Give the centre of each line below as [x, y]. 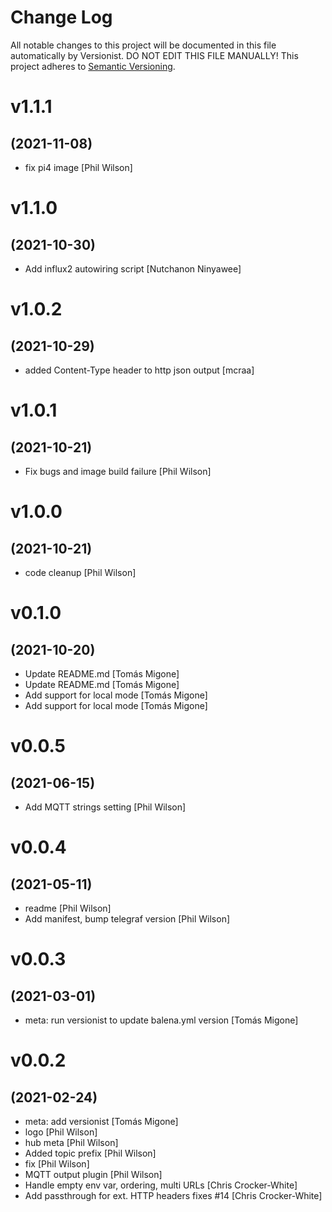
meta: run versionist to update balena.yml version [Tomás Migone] [161, 1020]
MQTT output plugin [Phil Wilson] [93, 1174]
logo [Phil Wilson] [61, 1132]
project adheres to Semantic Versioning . [93, 66]
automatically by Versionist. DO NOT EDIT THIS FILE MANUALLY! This [154, 55]
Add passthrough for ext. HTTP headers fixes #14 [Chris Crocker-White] [173, 1195]
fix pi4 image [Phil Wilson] [78, 167]
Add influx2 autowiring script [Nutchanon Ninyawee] [133, 268]
